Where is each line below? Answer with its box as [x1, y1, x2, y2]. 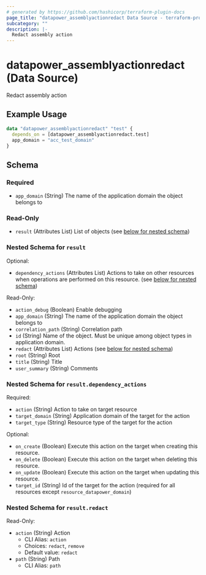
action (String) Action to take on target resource [15, 406, 137, 413]
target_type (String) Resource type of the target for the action [15, 419, 173, 426]
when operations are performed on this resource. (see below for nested [15, 276, 197, 283]
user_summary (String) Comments [15, 365, 98, 372]
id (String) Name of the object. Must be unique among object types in [15, 332, 192, 339]
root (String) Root [15, 351, 60, 359]
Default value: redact [24, 549, 78, 556]
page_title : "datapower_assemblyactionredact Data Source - [6, 15, 164, 21]
